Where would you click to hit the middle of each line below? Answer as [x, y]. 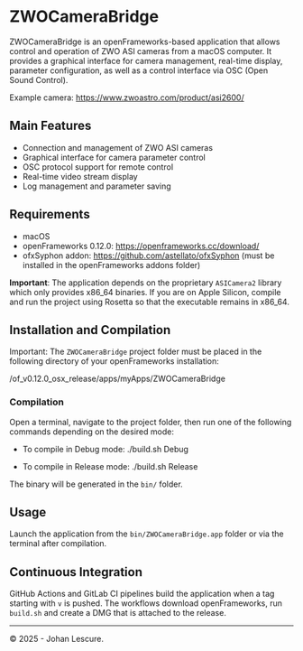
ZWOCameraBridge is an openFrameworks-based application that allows [145, 42]
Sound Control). [39, 79]
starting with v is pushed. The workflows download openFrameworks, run [146, 603]
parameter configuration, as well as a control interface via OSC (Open [139, 70]
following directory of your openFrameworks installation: [114, 361]
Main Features [50, 126]
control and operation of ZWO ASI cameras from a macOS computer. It [141, 51]
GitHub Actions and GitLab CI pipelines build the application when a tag [142, 594]
